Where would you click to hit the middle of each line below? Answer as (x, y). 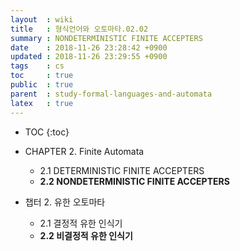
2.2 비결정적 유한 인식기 (86, 235)
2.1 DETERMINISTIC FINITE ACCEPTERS (122, 170)
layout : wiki (42, 19)
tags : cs (37, 66)
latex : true (42, 103)
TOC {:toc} (47, 132)
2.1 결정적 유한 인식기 (81, 223)
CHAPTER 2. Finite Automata (84, 151)
